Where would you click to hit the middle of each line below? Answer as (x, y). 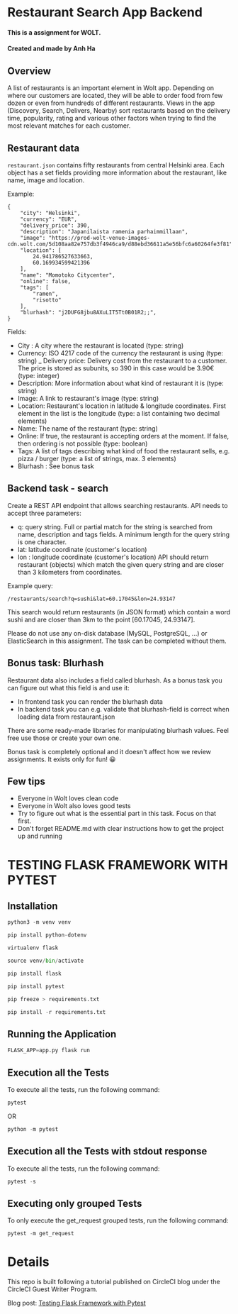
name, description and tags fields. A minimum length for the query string (124, 534)
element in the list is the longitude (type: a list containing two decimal (119, 413)
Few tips (27, 782)
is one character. (42, 542)
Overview (29, 71)
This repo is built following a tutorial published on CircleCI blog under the (114, 1282)
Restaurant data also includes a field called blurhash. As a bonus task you (115, 680)
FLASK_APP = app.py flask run (49, 1051)
